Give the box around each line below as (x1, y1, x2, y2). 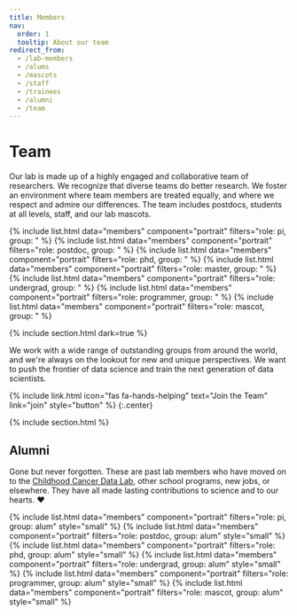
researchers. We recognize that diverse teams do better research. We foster (9, 181, 288, 191)
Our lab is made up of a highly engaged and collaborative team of (9, 171, 249, 182)
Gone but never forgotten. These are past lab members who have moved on (9, 466, 286, 477)
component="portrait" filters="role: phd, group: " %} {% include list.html (9, 254, 274, 265)
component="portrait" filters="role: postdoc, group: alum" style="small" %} (9, 531, 286, 541)
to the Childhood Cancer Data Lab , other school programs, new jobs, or (9, 476, 270, 486)
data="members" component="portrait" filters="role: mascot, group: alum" (9, 587, 284, 597)
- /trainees (17, 87, 62, 96)
